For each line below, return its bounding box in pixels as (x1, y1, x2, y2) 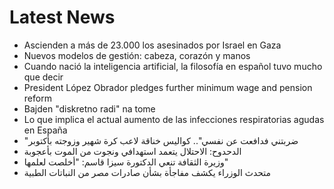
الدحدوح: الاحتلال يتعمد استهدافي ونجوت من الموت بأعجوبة (23, 145, 242, 157)
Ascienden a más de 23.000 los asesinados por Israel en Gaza (23, 39, 282, 51)
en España (23, 124, 68, 136)
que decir (23, 71, 64, 83)
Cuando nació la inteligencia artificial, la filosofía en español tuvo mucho (23, 60, 323, 72)
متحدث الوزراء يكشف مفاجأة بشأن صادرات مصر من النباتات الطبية (23, 166, 272, 178)
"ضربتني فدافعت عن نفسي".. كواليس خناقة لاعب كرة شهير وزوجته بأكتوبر (23, 134, 299, 146)
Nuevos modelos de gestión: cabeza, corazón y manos (23, 49, 251, 61)
